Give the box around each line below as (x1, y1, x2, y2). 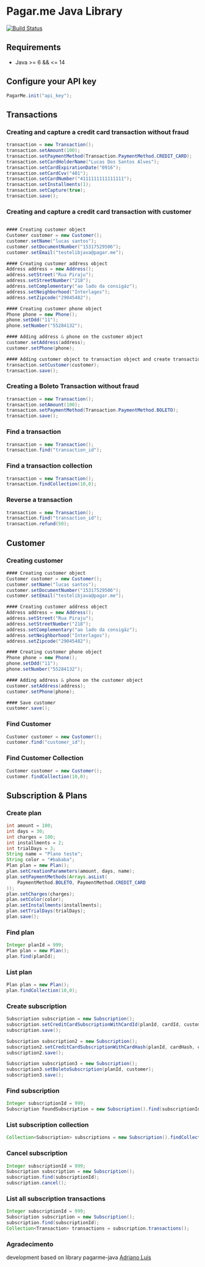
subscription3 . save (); (6, 1072, 64, 1078)
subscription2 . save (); (6, 1050, 64, 1056)
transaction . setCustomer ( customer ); (6, 362, 99, 368)
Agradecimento (6, 1239, 54, 1248)
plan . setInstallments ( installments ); (6, 902, 103, 908)
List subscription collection (6, 1121, 89, 1129)
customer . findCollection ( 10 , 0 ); (6, 773, 88, 780)
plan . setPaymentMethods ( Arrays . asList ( (6, 873, 108, 880)
